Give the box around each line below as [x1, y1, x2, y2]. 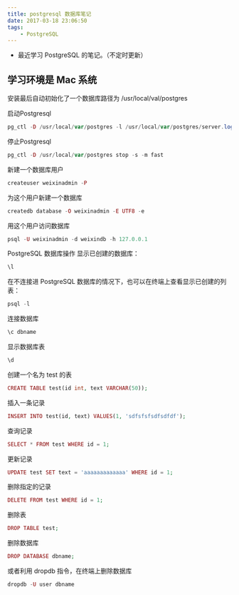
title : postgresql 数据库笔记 [7, 10, 92, 18]
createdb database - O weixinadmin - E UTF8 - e [7, 208, 144, 215]
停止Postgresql [7, 137, 52, 146]
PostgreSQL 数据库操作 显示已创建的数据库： [7, 249, 140, 258]
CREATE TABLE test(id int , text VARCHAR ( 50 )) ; [7, 385, 148, 392]
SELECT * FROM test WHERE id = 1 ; [7, 440, 110, 448]
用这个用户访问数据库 [7, 221, 70, 230]
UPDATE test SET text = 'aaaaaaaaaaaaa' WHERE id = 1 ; [7, 469, 174, 476]
